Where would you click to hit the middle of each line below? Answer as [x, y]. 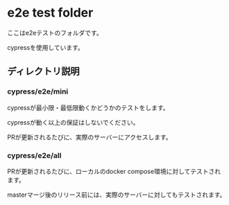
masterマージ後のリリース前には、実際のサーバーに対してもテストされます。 [117, 195]
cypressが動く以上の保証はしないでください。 [73, 122]
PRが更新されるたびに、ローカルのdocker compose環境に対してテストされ [114, 171]
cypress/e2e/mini [38, 91]
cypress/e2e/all [34, 155]
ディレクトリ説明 [43, 72]
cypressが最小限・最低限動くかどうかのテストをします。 [88, 107]
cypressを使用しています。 [46, 47]
